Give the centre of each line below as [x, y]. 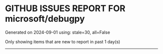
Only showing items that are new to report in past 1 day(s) [63, 41]
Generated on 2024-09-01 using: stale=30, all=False [57, 32]
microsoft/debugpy [45, 19]
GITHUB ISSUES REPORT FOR [65, 9]
